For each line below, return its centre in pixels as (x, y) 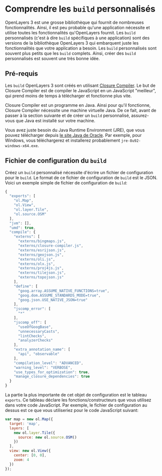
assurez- (140, 115)
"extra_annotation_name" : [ (42, 350)
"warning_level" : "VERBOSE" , (43, 367)
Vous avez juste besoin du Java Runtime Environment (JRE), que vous (75, 130)
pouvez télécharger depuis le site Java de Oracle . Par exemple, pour (73, 135)
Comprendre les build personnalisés (80, 9)
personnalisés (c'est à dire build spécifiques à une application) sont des (77, 38)
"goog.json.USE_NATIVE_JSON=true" (53, 300)
